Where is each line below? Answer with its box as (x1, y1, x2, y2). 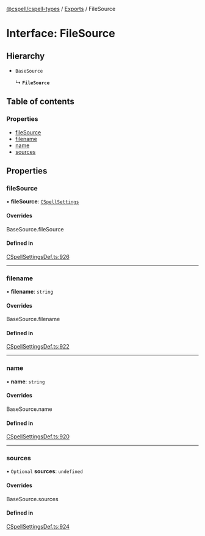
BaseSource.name (6, 405, 53, 413)
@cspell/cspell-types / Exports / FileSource (6, 5, 116, 12)
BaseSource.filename (6, 316, 60, 323)
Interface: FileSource (6, 27, 115, 40)
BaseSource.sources (6, 495, 59, 502)
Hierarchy (6, 51, 45, 61)
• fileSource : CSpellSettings (6, 198, 79, 205)
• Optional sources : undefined (6, 468, 84, 475)
